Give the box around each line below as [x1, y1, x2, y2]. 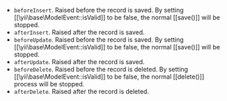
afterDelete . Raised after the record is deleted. [13, 87, 150, 95]
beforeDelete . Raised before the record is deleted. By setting [13, 65, 189, 73]
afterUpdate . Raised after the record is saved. [13, 58, 145, 65]
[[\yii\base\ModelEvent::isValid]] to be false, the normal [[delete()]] [13, 72, 205, 81]
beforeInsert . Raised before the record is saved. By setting [13, 6, 185, 14]
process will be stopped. [13, 80, 85, 88]
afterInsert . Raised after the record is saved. [13, 28, 145, 36]
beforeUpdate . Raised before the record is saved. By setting [13, 36, 185, 44]
